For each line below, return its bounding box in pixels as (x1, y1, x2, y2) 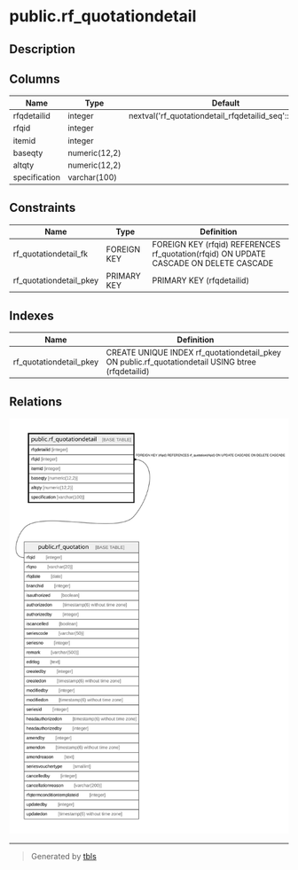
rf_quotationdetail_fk (12, 248, 89, 259)
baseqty (12, 147, 43, 158)
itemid (12, 135, 36, 145)
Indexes (9, 308, 55, 323)
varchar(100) (67, 172, 117, 183)
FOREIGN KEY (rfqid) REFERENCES (152, 239, 281, 250)
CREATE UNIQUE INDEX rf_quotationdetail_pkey (106, 347, 282, 357)
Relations (9, 394, 63, 409)
